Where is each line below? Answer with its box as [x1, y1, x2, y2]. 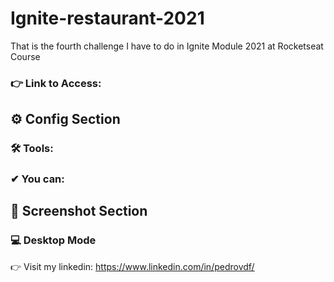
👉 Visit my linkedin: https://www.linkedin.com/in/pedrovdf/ [10, 260, 255, 272]
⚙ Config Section [10, 111, 121, 128]
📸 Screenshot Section [10, 203, 148, 220]
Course [10, 50, 41, 62]
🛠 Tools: [10, 142, 54, 156]
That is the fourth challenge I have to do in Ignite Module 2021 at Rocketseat [10, 40, 324, 52]
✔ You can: [10, 172, 65, 186]
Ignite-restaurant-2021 [10, 7, 205, 30]
